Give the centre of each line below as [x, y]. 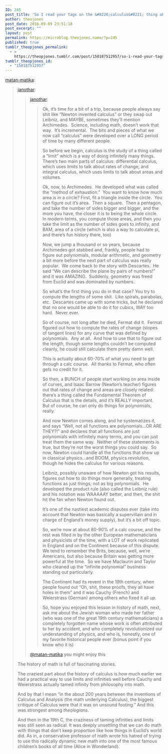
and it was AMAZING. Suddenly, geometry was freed [97, 276]
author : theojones [24, 19]
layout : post [19, 33]
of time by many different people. [77, 141]
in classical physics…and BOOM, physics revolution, [96, 458]
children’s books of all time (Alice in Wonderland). [68, 746]
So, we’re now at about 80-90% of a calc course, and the [101, 530]
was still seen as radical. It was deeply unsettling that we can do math [89, 725]
